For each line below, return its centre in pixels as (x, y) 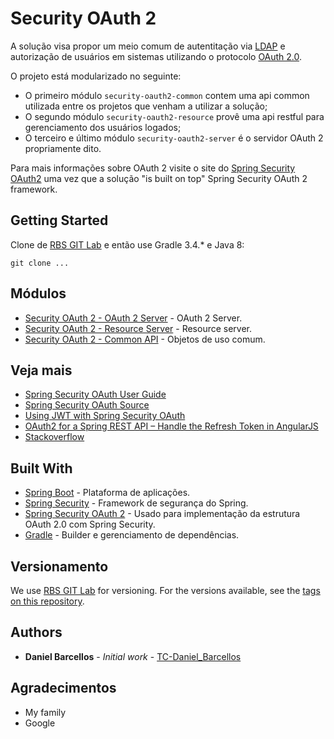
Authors (36, 632)
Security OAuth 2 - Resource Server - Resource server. (138, 328)
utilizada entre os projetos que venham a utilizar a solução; (146, 106)
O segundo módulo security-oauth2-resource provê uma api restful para (174, 116)
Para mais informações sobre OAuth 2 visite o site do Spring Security (153, 168)
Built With (41, 468)
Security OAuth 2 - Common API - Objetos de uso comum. (145, 339)
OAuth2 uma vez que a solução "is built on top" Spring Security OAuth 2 (159, 178)
